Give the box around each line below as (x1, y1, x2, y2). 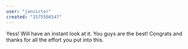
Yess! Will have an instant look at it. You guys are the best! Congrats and (6, 30, 183, 37)
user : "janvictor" (6, 8, 51, 15)
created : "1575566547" (6, 14, 62, 20)
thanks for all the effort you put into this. (6, 36, 104, 43)
